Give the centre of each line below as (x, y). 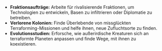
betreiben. (21, 18)
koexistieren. (23, 44)
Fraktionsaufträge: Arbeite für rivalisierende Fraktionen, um (72, 7)
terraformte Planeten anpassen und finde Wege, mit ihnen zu (73, 39)
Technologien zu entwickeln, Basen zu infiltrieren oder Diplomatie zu (81, 12)
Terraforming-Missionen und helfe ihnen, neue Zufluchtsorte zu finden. (84, 28)
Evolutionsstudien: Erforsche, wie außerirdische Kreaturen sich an (79, 33)
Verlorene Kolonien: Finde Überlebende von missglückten (70, 23)
